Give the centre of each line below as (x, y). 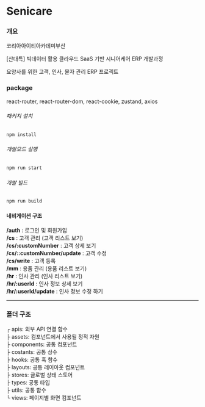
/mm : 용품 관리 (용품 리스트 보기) (47, 268)
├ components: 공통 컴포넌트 (42, 344)
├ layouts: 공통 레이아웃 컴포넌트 (46, 367)
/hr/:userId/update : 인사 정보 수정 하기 (55, 292)
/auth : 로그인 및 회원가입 (37, 231)
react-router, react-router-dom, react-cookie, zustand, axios (82, 101)
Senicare (30, 11)
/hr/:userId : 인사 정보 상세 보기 (45, 284)
